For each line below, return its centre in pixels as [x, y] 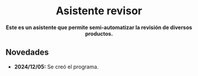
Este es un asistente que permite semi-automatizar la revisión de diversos [99, 27]
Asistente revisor [99, 11]
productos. [99, 33]
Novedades [27, 53]
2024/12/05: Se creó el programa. [56, 66]
